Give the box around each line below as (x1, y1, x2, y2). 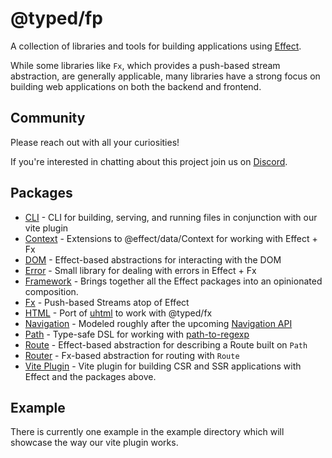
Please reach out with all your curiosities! (10, 136, 180, 148)
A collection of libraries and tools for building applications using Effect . (10, 40, 302, 52)
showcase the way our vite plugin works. (10, 437, 179, 449)
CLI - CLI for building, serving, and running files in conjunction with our (24, 211, 318, 223)
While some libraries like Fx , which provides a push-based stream (10, 59, 281, 71)
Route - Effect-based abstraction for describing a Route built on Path (24, 338, 308, 351)
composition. (24, 285, 79, 297)
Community (10, 110, 86, 127)
